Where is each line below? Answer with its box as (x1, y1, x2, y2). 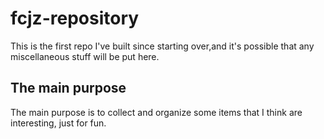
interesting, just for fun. (10, 117, 107, 129)
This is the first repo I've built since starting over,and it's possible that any (10, 40, 315, 52)
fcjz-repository (10, 7, 140, 30)
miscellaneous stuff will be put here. (10, 50, 160, 62)
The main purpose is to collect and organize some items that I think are (10, 106, 303, 118)
